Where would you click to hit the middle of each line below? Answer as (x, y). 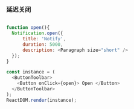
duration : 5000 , (43, 44)
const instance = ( (31, 72)
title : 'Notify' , (44, 39)
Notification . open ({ (37, 33)
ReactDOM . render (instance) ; (42, 100)
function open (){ (28, 28)
